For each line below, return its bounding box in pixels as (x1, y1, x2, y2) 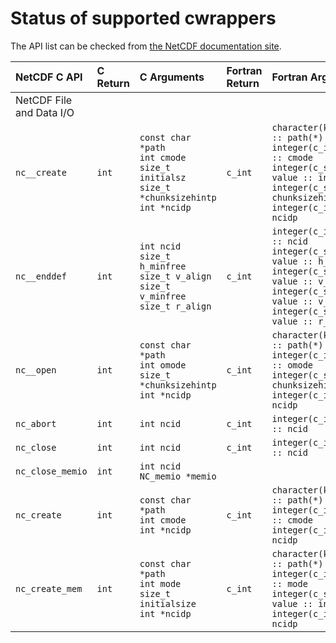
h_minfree (139, 260, 187, 272)
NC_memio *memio (139, 470, 217, 482)
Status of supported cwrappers (10, 7, 277, 30)
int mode (139, 578, 182, 589)
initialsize (139, 598, 197, 609)
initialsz (139, 172, 187, 183)
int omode (139, 359, 187, 371)
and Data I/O (15, 105, 75, 119)
